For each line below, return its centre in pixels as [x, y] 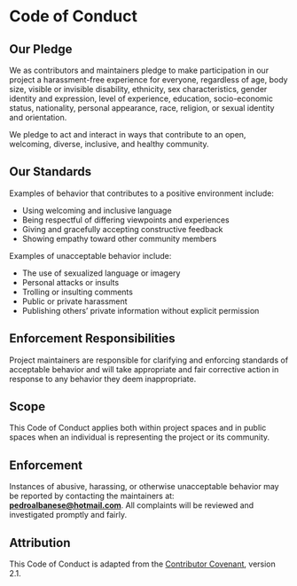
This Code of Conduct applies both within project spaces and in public [138, 428]
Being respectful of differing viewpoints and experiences [125, 220]
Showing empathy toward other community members [119, 238]
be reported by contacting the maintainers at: [92, 496]
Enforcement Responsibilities [92, 339]
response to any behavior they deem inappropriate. [103, 379]
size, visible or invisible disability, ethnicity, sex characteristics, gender [138, 89]
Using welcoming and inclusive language [97, 210]
